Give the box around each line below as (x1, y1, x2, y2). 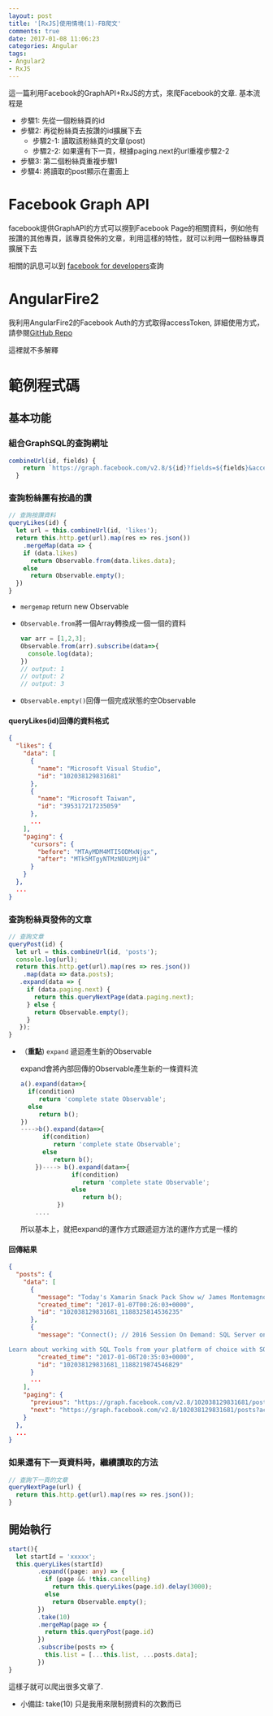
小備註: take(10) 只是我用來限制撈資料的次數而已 (19, 1699, 182, 1709)
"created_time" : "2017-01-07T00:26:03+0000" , (37, 1301, 195, 1309)
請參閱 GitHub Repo (8, 327, 73, 337)
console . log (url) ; (15, 955, 79, 964)
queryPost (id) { (8, 940, 63, 948)
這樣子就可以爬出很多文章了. (8, 1681, 104, 1691)
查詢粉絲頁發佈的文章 (8, 913, 92, 925)
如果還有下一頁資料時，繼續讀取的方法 (8, 1457, 158, 1468)
